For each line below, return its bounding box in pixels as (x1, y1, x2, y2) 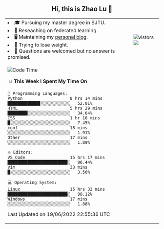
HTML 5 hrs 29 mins (7, 105, 102, 111)
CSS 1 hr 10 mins (7, 115, 100, 120)
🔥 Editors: (7, 149, 33, 155)
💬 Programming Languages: (7, 91, 68, 96)
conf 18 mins (7, 125, 88, 130)
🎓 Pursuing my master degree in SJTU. (14, 19, 106, 26)
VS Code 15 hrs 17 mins (7, 155, 105, 160)
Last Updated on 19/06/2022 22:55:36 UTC (7, 211, 110, 218)
